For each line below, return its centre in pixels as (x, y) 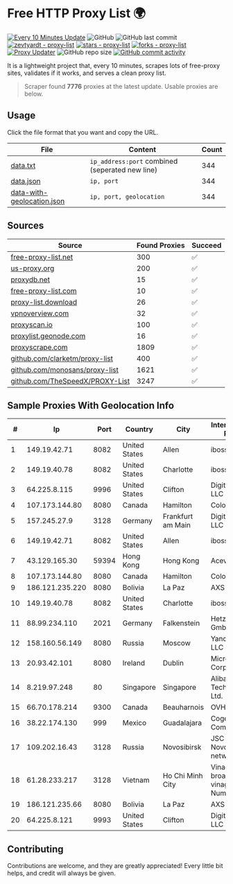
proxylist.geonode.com (48, 336)
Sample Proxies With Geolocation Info (91, 406)
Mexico (135, 723)
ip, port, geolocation (127, 196)
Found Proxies (161, 245)
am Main (176, 525)
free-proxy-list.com (44, 291)
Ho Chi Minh (183, 776)
